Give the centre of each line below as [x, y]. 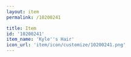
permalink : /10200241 [34, 17]
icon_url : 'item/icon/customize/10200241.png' [66, 45]
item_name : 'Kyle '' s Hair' [40, 40]
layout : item [23, 12]
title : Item [21, 28]
